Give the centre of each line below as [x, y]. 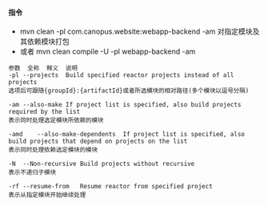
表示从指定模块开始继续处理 [47, 195]
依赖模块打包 [48, 42]
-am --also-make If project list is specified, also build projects [125, 105]
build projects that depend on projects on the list [98, 141]
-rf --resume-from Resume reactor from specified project [111, 187]
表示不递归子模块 [32, 172]
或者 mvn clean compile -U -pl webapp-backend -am [108, 51]
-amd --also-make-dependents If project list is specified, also [127, 135]
